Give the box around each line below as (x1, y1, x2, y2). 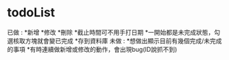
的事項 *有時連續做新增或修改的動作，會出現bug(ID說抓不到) (7, 45, 178, 53)
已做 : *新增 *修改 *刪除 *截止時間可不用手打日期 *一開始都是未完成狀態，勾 (7, 28, 221, 36)
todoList (7, 5, 56, 20)
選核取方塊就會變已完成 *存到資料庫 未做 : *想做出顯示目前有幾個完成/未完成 (7, 36, 222, 45)
